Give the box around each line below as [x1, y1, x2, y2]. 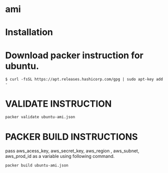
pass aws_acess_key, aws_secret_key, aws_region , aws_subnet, [5, 148, 139, 154]
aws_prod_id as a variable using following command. [5, 153, 115, 159]
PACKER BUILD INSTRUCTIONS [5, 131, 138, 143]
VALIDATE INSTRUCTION [5, 98, 112, 109]
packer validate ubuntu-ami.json [5, 115, 75, 120]
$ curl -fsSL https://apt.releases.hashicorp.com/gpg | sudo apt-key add [5, 77, 163, 82]
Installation [5, 27, 53, 38]
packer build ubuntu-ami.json [5, 163, 69, 168]
